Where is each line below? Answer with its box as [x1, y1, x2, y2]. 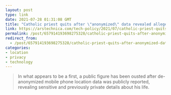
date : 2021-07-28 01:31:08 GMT [5, 17, 72, 22]
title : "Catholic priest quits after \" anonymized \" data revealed [5, 21, 152, 27]
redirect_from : [5, 36, 38, 41]
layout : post [5, 7, 33, 13]
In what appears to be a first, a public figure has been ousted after [17, 73, 157, 79]
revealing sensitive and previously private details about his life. [17, 84, 150, 90]
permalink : [5, 31, 28, 36]
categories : [5, 45, 31, 50]
